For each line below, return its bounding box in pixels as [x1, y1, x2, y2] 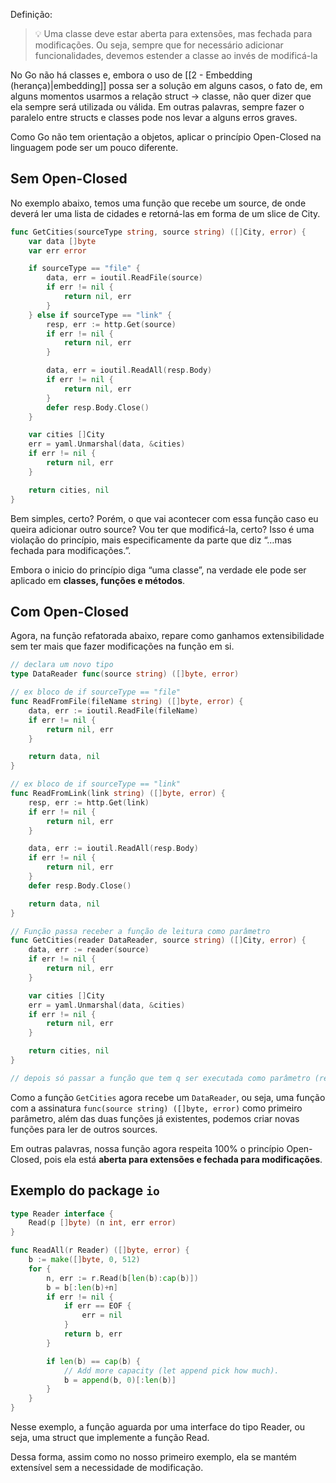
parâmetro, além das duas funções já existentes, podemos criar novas [10, 1112, 300, 1124]
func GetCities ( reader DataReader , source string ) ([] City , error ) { [10, 935, 307, 946]
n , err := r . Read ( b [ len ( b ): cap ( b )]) [46, 1273, 199, 1283]
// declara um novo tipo [10, 660, 114, 670]
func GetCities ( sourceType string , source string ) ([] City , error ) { [10, 227, 307, 237]
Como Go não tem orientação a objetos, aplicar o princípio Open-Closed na [10, 131, 322, 143]
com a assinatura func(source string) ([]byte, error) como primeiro [10, 1102, 303, 1114]
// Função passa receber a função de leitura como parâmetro [10, 926, 271, 936]
